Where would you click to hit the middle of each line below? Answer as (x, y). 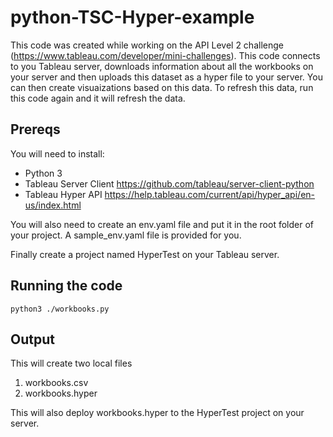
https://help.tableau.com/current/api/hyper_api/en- (210, 194)
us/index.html (53, 205)
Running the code (66, 286)
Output (32, 339)
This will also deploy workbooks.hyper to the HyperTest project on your (157, 413)
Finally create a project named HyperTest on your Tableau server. (145, 254)
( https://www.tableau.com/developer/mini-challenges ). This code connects (165, 55)
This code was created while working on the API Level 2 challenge (147, 45)
